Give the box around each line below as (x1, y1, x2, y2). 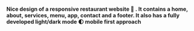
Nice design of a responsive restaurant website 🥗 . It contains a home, (6, 5, 188, 13)
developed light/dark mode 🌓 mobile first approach (6, 18, 141, 25)
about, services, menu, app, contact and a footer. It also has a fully (6, 11, 180, 18)
